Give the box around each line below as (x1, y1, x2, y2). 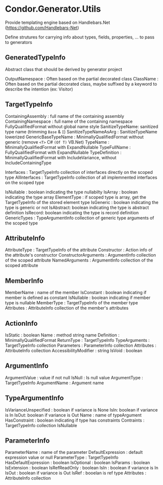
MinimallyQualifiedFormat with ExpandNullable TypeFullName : (5, 144, 131, 150)
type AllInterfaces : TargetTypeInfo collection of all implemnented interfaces (5, 174, 157, 180)
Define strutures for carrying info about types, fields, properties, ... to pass (5, 34, 155, 40)
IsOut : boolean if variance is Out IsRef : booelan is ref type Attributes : (5, 470, 146, 476)
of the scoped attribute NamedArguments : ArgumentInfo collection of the (5, 257, 153, 263)
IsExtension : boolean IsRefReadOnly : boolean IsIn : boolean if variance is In (5, 465, 159, 471)
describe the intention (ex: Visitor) (5, 86, 73, 92)
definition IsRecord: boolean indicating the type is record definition (5, 209, 139, 215)
